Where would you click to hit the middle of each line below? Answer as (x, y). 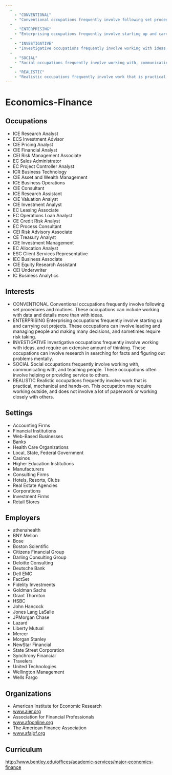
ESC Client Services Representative (50, 253)
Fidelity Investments (34, 585)
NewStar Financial (32, 645)
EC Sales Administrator (37, 161)
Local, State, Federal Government (48, 452)
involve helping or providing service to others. (61, 375)
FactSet (21, 579)
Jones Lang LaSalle (34, 612)
